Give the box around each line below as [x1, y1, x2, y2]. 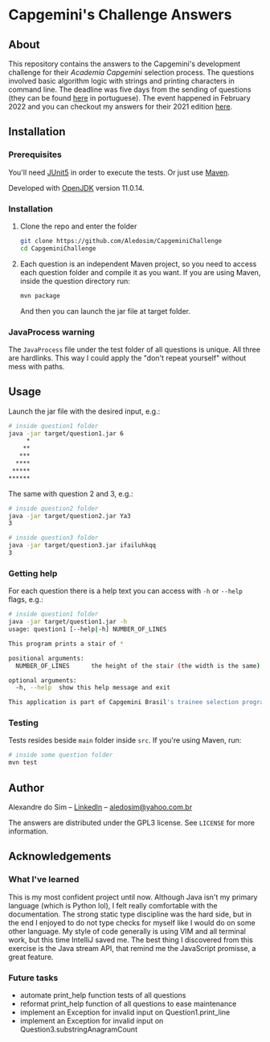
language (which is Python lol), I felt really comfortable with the [8, 900, 218, 910]
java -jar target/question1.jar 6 [8, 429, 125, 438]
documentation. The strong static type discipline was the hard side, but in [8, 909, 252, 919]
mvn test [8, 759, 38, 767]
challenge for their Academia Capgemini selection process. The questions [8, 68, 255, 77]
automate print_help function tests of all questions [19, 990, 186, 999]
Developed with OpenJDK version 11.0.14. [8, 183, 145, 192]
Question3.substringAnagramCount [19, 1024, 138, 1034]
